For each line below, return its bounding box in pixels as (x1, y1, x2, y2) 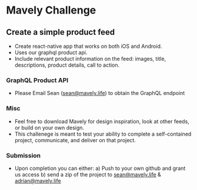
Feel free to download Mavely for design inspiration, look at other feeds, (14, 117, 189, 125)
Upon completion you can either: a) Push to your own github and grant (14, 165, 186, 172)
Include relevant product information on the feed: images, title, (14, 55, 166, 62)
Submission (6, 151, 41, 159)
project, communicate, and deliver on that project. (14, 136, 136, 143)
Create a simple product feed (6, 27, 115, 37)
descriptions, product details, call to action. (14, 61, 120, 68)
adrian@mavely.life (14, 177, 61, 184)
